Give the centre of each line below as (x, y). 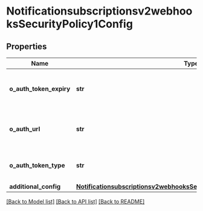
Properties (27, 46)
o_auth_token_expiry (40, 89)
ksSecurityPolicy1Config (69, 24)
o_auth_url (25, 129)
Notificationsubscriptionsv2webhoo (99, 11)
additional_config (35, 186)
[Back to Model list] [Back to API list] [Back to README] (76, 202)
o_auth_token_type (37, 165)
